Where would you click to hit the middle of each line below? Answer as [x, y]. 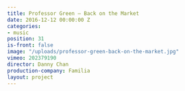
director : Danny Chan [38, 64]
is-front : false [30, 45]
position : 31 [26, 39]
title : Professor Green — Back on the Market [73, 13]
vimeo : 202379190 [32, 58]
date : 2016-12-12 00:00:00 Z [49, 20]
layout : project [30, 77]
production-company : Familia [49, 70]
